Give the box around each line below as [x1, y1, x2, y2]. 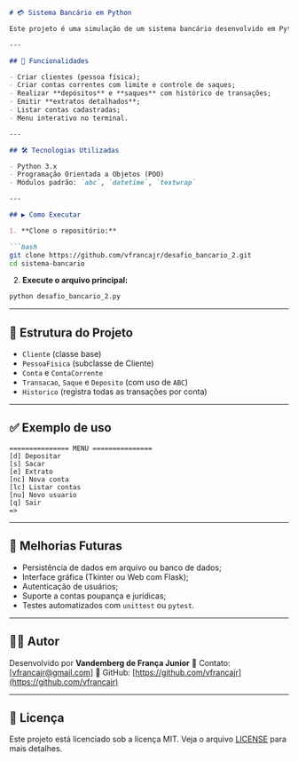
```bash [9, 242, 38, 251]
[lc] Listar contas [9, 482, 82, 492]
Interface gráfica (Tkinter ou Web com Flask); [21, 571, 189, 582]
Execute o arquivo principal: [21, 275, 129, 286]
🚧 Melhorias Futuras [9, 538, 122, 554]
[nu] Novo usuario [9, 490, 77, 499]
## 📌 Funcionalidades [9, 56, 90, 66]
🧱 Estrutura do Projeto [9, 325, 133, 340]
